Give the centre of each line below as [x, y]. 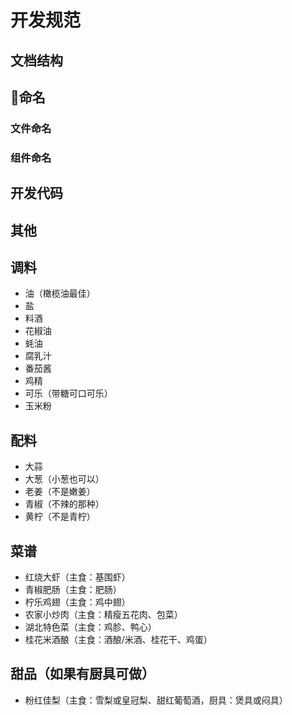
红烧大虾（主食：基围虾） [77, 577]
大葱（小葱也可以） [64, 479]
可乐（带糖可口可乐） [68, 393]
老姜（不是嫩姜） [60, 492]
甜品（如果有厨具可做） [82, 674]
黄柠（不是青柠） [60, 517]
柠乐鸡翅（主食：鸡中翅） [77, 602]
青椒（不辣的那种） [64, 504]
